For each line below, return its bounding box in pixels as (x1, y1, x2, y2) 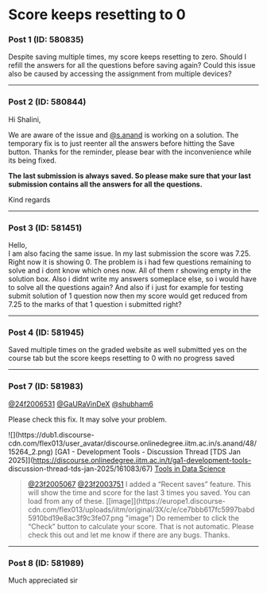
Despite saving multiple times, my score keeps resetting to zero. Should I (8, 52, 247, 61)
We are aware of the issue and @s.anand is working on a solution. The (8, 130, 239, 139)
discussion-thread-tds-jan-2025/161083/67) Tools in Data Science (8, 464, 226, 473)
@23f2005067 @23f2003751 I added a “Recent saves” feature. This (27, 479, 252, 489)
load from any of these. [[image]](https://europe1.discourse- (27, 496, 226, 505)
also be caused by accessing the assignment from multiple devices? (8, 69, 232, 79)
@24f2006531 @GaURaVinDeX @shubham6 (8, 399, 153, 408)
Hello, (8, 241, 28, 250)
